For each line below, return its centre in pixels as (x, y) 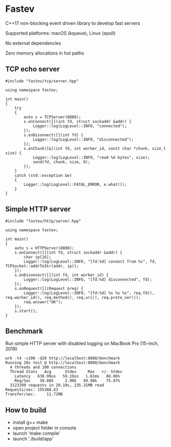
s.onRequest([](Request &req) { (49, 288)
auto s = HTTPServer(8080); (44, 248)
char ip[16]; (38, 257)
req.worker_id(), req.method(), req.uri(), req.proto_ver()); (73, 297)
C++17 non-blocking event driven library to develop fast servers (73, 23)
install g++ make (30, 422)
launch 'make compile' (36, 433)
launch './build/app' (33, 439)
